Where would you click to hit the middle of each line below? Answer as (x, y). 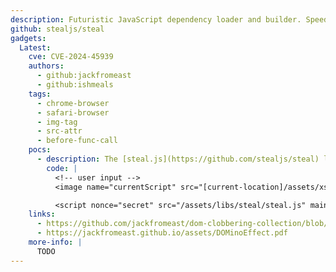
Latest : (35, 47)
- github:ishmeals (75, 85)
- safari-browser (73, 112)
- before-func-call (77, 141)
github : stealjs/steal (57, 29)
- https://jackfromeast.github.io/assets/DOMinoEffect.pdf (162, 233)
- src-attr (59, 131)
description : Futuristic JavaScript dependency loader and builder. (156, 19)
